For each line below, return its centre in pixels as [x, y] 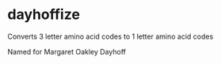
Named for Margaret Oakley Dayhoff [67, 51]
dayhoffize [44, 15]
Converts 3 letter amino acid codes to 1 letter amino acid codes [110, 36]
